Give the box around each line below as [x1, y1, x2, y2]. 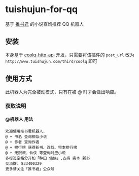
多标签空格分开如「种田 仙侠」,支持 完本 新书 [5, 156, 90, 161]
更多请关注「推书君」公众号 [5, 166, 55, 171]
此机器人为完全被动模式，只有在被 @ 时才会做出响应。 [5, 89, 119, 95]
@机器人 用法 [5, 116, 33, 122]
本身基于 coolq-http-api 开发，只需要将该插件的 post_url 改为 [5, 52, 134, 58]
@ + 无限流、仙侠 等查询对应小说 [5, 150, 66, 155]
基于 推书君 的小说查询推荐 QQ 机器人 [5, 21, 84, 27]
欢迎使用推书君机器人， [5, 128, 47, 134]
